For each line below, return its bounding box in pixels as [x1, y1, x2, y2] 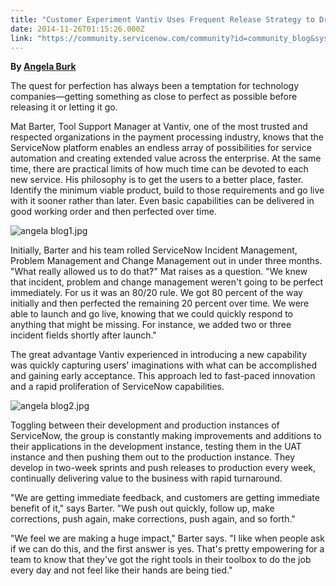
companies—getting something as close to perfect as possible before [10, 91, 298, 103]
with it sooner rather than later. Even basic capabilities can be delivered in [10, 195, 315, 207]
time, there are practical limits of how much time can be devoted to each [10, 163, 309, 175]
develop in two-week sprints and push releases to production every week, [10, 462, 317, 474]
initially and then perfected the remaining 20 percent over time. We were [10, 297, 310, 310]
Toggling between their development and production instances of [10, 419, 280, 431]
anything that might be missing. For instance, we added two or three [10, 319, 292, 331]
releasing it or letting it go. [10, 101, 118, 113]
